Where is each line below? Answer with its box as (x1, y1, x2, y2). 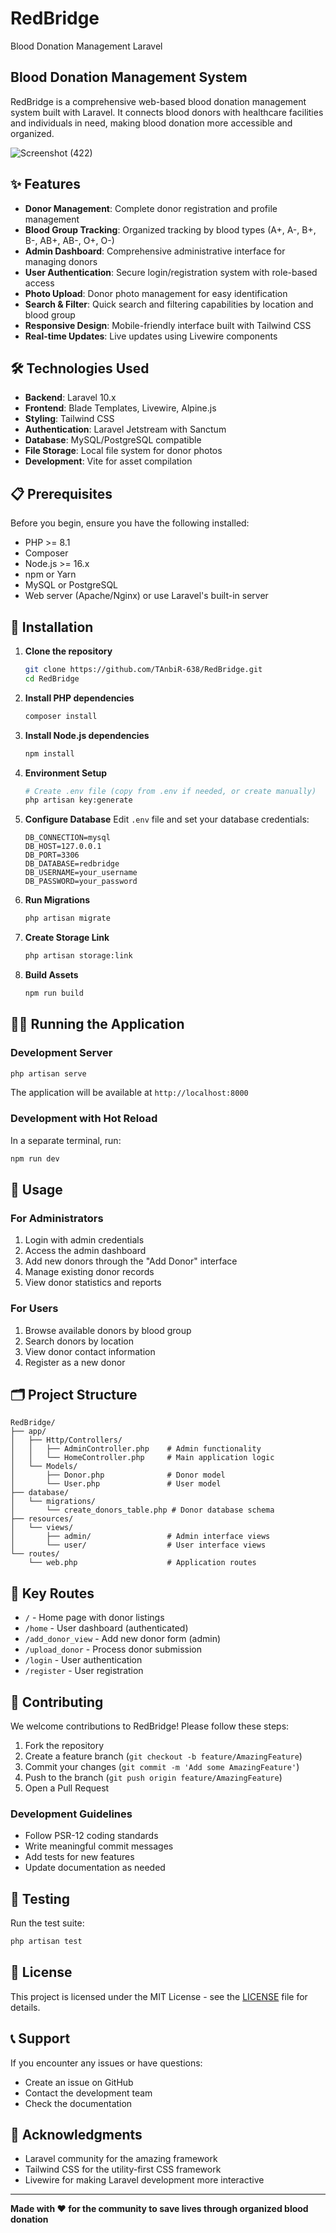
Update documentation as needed (24, 1862, 166, 1874)
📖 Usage (10, 1182, 63, 1198)
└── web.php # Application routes (28, 1558, 257, 1568)
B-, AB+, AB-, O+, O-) (24, 234, 115, 246)
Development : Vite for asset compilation (24, 455, 193, 467)
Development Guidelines (10, 1807, 133, 1821)
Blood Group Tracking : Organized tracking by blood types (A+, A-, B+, (24, 223, 317, 236)
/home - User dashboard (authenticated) (24, 1622, 189, 1634)
